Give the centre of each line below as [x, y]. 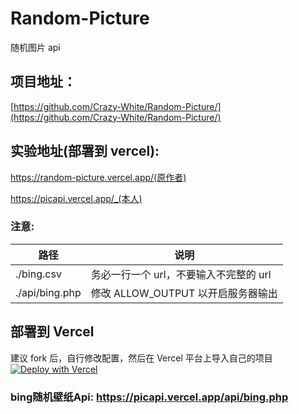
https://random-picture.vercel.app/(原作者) [98, 177]
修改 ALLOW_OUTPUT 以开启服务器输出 [184, 293]
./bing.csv [38, 274]
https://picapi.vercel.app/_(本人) [76, 198]
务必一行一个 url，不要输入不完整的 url [181, 274]
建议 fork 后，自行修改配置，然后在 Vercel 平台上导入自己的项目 [141, 358]
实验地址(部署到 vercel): [85, 151]
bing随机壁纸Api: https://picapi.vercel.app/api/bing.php [149, 397]
